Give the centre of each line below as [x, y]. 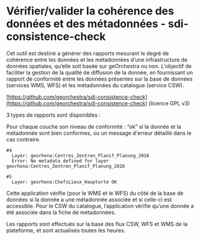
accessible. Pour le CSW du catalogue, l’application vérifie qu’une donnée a [100, 206]
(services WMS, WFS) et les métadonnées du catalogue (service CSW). [95, 85]
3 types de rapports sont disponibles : [54, 115]
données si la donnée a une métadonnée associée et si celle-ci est [89, 199]
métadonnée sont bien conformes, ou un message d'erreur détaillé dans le [99, 133]
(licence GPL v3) [169, 103]
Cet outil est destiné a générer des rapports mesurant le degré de [88, 53]
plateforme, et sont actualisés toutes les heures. [66, 230]
